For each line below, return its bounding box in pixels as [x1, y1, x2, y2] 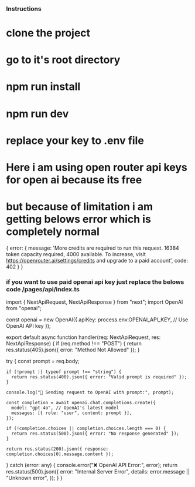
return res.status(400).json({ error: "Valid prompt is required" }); [11, 374, 187, 380]
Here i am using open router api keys [6, 161, 187, 174]
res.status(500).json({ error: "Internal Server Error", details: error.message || [6, 468, 190, 475]
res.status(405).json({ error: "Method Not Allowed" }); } [6, 346, 140, 354]
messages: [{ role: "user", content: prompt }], [11, 410, 132, 416]
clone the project [6, 26, 91, 40]
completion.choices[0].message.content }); [6, 451, 114, 457]
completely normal [6, 225, 100, 239]
